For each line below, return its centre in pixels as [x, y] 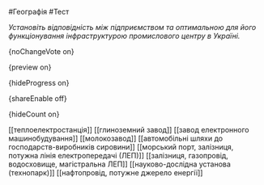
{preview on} [30, 67]
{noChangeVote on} [41, 51]
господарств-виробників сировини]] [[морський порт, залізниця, [121, 147]
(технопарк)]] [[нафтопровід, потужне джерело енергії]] [106, 172]
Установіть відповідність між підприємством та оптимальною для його [132, 27]
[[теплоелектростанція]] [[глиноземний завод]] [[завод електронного [129, 130]
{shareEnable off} [38, 99]
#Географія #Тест [39, 12]
